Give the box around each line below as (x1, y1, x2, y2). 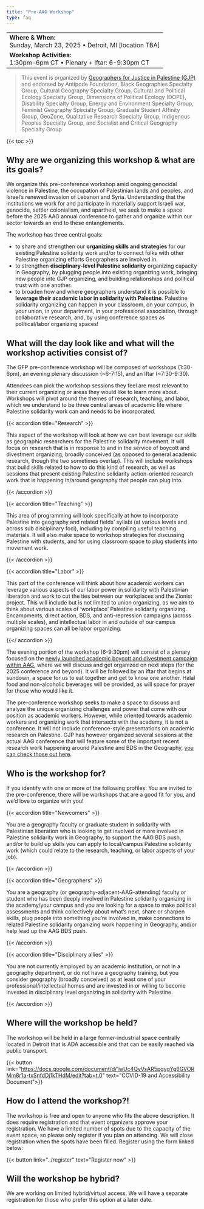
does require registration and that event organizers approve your (6, 1118, 168, 1126)
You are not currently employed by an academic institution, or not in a (6, 962, 181, 970)
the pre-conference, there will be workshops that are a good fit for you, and (6, 791, 195, 798)
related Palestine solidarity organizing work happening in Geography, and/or (6, 921, 197, 928)
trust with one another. (15, 282, 72, 289)
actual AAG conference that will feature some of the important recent (6, 738, 179, 745)
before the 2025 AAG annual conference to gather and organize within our (6, 213, 192, 220)
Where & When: (9, 33, 56, 41)
